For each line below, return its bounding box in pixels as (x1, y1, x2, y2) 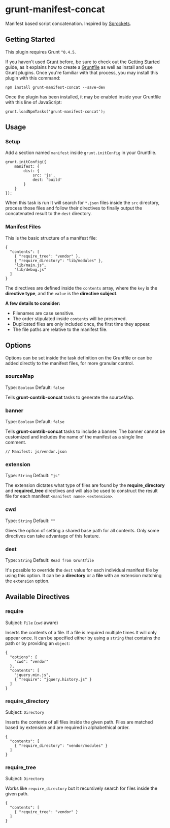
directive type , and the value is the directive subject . (5, 290, 118, 296)
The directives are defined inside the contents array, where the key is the (5, 284, 157, 291)
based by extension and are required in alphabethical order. (5, 724, 130, 731)
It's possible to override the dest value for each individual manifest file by (5, 567, 159, 573)
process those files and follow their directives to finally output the (5, 205, 142, 211)
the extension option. (5, 578, 50, 584)
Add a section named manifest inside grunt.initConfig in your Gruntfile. (5, 149, 157, 156)
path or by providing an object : (5, 640, 70, 646)
